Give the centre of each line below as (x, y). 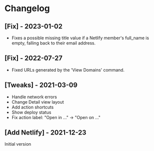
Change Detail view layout (38, 102)
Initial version (18, 144)
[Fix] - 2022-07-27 (34, 58)
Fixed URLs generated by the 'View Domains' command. (68, 70)
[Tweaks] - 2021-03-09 (41, 85)
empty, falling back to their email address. (53, 43)
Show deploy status (31, 112)
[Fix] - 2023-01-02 (34, 26)
